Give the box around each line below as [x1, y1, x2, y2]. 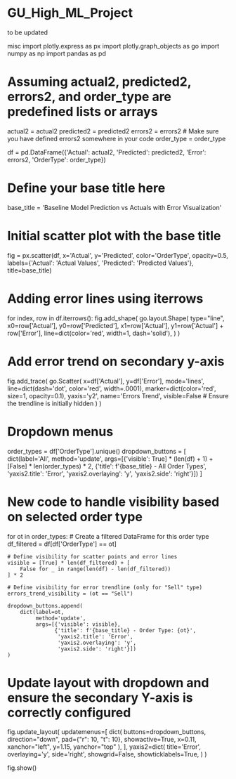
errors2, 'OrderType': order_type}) [7, 155, 107, 164]
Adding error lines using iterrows [7, 290, 204, 306]
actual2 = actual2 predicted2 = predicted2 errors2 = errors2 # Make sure [7, 126, 219, 135]
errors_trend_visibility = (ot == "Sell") [7, 590, 133, 597]
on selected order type [7, 509, 143, 525]
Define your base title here [7, 181, 166, 196]
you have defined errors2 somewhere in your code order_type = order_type [7, 134, 226, 143]
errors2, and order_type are [7, 89, 172, 105]
